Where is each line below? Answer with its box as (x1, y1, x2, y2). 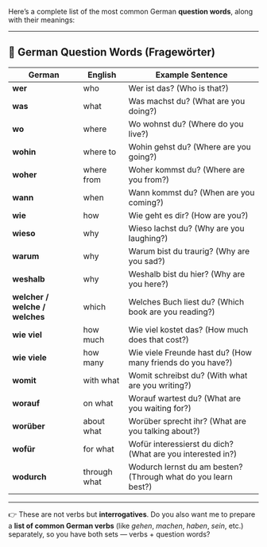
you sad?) (128, 255, 165, 266)
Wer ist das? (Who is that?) (128, 83, 229, 94)
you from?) (128, 174, 169, 185)
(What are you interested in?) (128, 448, 237, 460)
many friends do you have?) (128, 357, 233, 368)
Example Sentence (155, 69, 228, 80)
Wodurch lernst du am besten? (128, 461, 243, 472)
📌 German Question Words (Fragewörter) (8, 45, 216, 59)
